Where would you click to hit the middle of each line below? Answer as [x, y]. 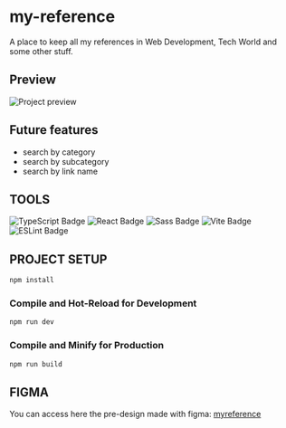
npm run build [36, 364]
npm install [32, 281]
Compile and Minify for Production [87, 346]
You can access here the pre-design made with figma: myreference [135, 414]
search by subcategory [66, 161]
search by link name [60, 171]
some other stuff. [42, 51]
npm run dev [32, 322]
